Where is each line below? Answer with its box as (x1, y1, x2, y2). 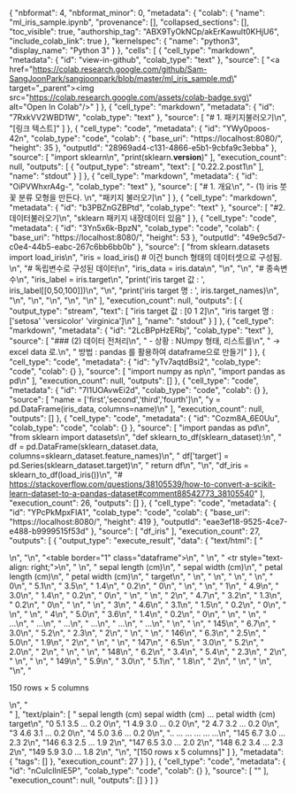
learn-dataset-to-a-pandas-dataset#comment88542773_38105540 (9, 489, 254, 498)
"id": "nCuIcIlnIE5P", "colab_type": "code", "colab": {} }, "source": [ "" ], (9, 766, 269, 775)
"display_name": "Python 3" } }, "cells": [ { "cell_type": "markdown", (9, 45, 255, 56)
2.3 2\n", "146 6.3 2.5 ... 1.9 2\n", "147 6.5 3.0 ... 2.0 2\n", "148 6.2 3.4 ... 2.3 (9, 737, 284, 747)
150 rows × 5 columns (9, 682, 90, 693)
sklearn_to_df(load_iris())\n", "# (9, 469, 124, 480)
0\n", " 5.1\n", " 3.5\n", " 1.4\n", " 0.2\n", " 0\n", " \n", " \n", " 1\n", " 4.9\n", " (9, 581, 280, 591)
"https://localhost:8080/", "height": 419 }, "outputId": (9, 517, 201, 527)
